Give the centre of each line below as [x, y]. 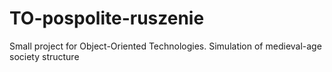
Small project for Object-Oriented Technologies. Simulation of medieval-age [165, 46]
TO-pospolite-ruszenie [107, 18]
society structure [44, 56]
